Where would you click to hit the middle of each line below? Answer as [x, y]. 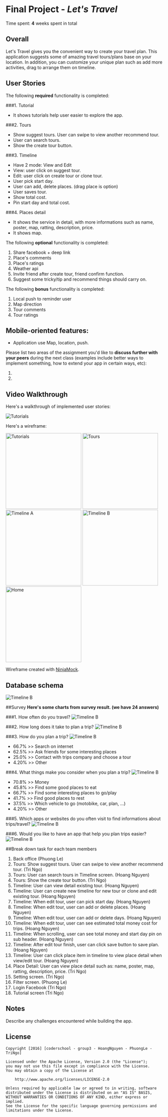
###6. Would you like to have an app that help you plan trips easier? [76, 834]
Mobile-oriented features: [47, 331]
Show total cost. [30, 197]
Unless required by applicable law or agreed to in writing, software [81, 1088]
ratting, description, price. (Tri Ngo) [50, 971]
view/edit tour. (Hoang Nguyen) [46, 961]
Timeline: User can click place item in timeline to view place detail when [88, 955]
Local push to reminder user [42, 298]
